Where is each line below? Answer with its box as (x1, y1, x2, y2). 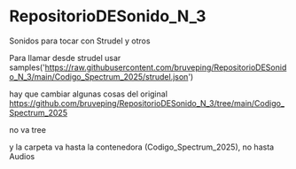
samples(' (9, 62, 46, 73)
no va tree (9, 124, 47, 134)
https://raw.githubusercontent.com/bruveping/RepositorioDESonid (44, 62, 287, 73)
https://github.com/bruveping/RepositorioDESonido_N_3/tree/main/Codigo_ (9, 97, 285, 108)
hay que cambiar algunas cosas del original (9, 88, 168, 99)
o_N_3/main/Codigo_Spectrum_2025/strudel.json (9, 71, 189, 81)
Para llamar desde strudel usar (9, 52, 121, 63)
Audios (9, 150, 35, 161)
